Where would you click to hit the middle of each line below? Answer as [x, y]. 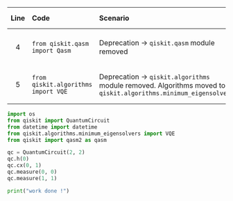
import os [21, 114]
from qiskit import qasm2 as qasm [57, 140]
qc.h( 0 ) [18, 159]
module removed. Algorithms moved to [163, 85]
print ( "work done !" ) [38, 191]
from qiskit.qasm [60, 43]
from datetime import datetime [52, 127]
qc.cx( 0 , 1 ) [24, 166]
